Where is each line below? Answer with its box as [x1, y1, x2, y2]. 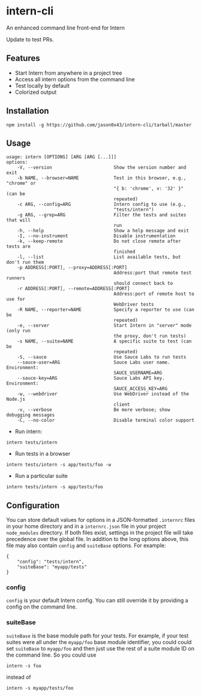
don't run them [6, 259, 44, 265]
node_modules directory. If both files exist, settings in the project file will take [6, 529, 194, 536]
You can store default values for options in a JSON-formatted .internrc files [6, 516, 196, 524]
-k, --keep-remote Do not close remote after [17, 238, 181, 244]
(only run [6, 328, 31, 334]
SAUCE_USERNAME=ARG [113, 370, 163, 376]
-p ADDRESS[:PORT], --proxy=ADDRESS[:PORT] [17, 265, 128, 271]
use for [6, 296, 26, 302]
